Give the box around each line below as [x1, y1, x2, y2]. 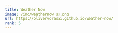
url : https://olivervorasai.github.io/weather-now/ [5, 16, 113, 21]
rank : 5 [5, 20, 21, 26]
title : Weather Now [5, 7, 45, 12]
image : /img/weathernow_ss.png [5, 12, 69, 16]
